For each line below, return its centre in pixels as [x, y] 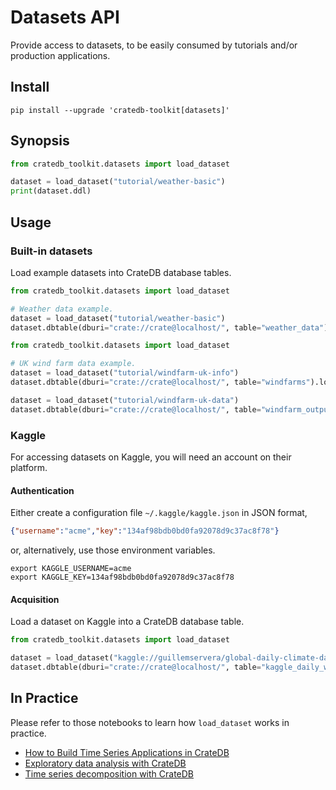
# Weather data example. [62, 309]
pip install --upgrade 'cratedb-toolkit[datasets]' [120, 110]
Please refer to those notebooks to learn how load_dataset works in [150, 722]
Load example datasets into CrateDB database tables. [121, 272]
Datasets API [65, 17]
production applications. [60, 55]
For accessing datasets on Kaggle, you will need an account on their [151, 457]
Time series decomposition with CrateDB [109, 773]
